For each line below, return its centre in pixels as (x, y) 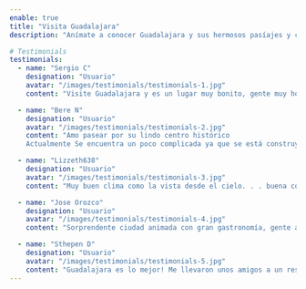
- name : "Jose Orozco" (61, 202)
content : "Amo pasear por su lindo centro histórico (128, 136)
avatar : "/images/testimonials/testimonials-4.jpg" (126, 220)
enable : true (34, 18)
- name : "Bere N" (51, 110)
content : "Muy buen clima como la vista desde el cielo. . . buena (156, 186)
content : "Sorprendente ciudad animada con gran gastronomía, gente (158, 228)
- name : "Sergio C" (55, 68)
